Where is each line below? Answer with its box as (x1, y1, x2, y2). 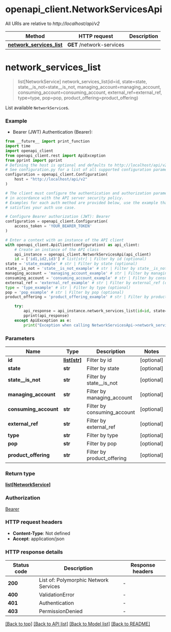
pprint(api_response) (23, 313, 70, 318)
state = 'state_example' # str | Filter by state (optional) (5, 261, 138, 266)
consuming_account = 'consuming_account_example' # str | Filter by (5, 275, 154, 281)
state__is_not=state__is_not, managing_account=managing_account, (17, 84, 161, 90)
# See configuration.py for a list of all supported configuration (5, 167, 152, 172)
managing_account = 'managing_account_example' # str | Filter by (5, 271, 149, 276)
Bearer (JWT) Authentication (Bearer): (12, 129, 93, 135)
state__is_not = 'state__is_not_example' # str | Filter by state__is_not (5, 266, 167, 271)
